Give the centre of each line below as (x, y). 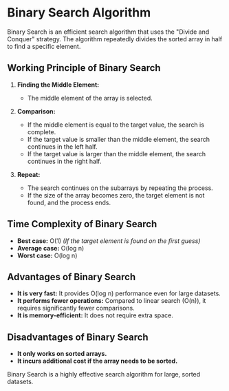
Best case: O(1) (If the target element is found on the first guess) (109, 241)
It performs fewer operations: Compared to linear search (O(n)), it (111, 301)
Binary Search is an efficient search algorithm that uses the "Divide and (108, 32)
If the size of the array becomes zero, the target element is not (116, 195)
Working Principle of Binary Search (84, 68)
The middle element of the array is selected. (90, 98)
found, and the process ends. (69, 202)
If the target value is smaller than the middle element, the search (119, 139)
